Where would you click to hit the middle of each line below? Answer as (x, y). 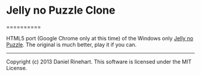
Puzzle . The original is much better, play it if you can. (71, 45)
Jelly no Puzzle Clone (61, 10)
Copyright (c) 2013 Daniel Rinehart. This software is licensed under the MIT (99, 61)
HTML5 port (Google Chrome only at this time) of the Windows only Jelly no (100, 38)
